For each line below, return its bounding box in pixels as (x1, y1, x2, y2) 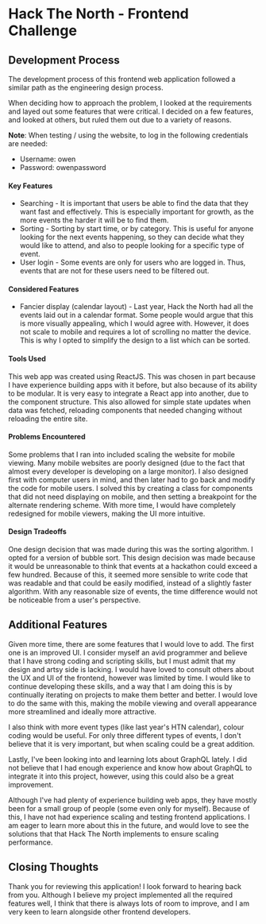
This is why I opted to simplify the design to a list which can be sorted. (19, 335, 251, 346)
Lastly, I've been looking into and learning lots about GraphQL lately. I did (8, 754, 248, 764)
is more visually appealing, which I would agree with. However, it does (19, 319, 249, 328)
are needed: (8, 139, 48, 148)
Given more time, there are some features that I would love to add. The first (8, 639, 254, 648)
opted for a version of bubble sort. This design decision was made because (8, 553, 256, 563)
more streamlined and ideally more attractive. (8, 706, 157, 716)
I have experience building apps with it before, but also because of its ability (8, 380, 258, 389)
